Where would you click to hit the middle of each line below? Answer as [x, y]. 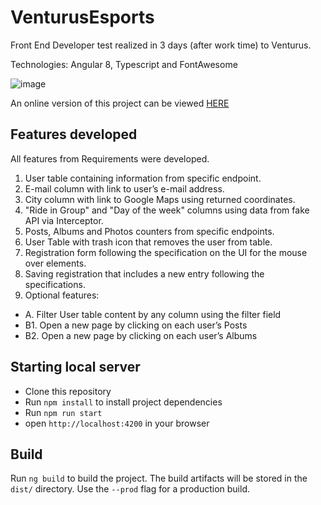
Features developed [74, 134]
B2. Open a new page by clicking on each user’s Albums [141, 335]
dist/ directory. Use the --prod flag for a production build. [130, 489]
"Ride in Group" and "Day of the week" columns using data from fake [167, 210]
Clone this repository [68, 391]
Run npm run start [63, 412]
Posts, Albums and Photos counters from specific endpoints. [149, 231]
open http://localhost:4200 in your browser [117, 423]
